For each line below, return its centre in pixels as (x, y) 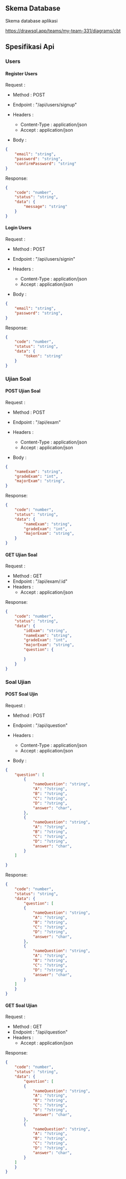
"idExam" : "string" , (46, 630)
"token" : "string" (43, 356)
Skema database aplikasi (31, 20)
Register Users (22, 73)
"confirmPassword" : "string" (46, 163)
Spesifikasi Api (30, 47)
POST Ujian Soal (23, 391)
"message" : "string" (46, 207)
